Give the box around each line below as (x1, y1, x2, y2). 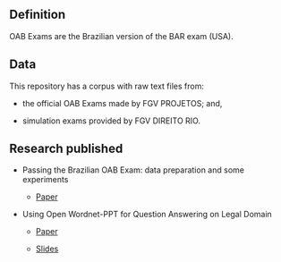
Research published (9, 141, 123, 156)
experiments (21, 174, 69, 185)
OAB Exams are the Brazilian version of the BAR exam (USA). (9, 30, 234, 41)
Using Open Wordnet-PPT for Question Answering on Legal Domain (21, 209, 273, 220)
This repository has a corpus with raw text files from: (9, 80, 204, 91)
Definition (9, 7, 65, 22)
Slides (35, 243, 59, 254)
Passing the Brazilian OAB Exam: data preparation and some (21, 165, 244, 175)
